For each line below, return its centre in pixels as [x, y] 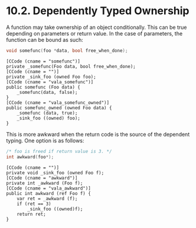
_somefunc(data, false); [47, 92]
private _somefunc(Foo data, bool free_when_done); [71, 66]
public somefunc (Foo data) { [43, 87]
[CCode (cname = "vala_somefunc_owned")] [58, 102]
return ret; [31, 214]
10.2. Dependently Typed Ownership [98, 11]
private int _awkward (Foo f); [45, 183]
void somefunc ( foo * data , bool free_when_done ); [67, 51]
